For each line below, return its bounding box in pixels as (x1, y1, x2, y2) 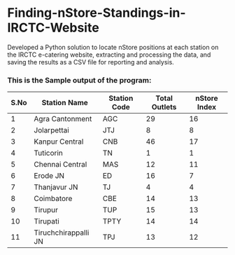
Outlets (151, 102, 177, 112)
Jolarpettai (34, 125, 70, 135)
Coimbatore (34, 194, 73, 204)
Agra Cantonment (34, 114, 92, 124)
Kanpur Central (34, 137, 84, 146)
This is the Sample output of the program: (7, 75, 152, 85)
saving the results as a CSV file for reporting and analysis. (7, 57, 175, 66)
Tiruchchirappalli (34, 228, 90, 237)
